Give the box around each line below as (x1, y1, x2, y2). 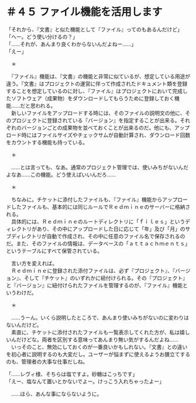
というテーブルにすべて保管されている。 (6, 247, 103, 254)
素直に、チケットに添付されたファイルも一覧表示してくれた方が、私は (11, 329, 180, 336)
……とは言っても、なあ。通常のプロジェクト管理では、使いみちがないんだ (11, 164, 189, 171)
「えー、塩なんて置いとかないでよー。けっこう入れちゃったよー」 (6, 378, 165, 385)
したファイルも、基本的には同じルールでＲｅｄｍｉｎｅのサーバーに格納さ (11, 203, 191, 210)
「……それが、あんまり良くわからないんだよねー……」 (6, 40, 137, 48)
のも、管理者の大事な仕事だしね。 (6, 358, 88, 365)
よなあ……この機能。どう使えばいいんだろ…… (6, 171, 116, 178)
